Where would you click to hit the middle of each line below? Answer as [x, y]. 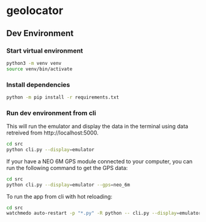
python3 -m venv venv [34, 63]
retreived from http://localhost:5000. [52, 133]
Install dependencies [38, 84]
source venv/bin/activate [39, 69]
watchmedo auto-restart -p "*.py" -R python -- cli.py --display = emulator [104, 213]
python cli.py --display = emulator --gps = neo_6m [68, 185]
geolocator [35, 11]
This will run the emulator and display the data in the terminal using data [97, 127]
